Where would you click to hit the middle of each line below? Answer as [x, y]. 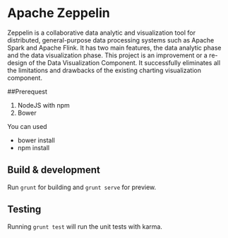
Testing [24, 209]
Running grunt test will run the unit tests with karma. [85, 226]
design [17, 62]
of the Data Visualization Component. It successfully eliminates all [125, 62]
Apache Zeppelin [59, 13]
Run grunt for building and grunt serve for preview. [82, 187]
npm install [34, 147]
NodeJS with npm [44, 105]
